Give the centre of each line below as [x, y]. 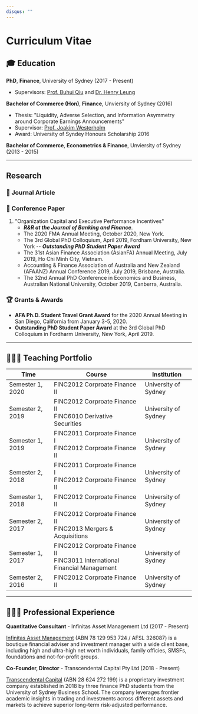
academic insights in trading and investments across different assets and [95, 699]
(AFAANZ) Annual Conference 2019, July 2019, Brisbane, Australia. [104, 272]
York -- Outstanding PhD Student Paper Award [82, 247]
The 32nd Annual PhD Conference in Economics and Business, [100, 278]
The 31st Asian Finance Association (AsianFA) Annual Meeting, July [105, 253]
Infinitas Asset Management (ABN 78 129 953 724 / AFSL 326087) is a [91, 638]
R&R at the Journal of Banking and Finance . [78, 228]
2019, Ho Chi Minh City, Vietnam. [63, 259]
